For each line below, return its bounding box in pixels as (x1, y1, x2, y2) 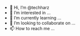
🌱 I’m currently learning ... (9, 15, 62, 20)
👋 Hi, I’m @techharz (9, 5, 49, 10)
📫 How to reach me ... (9, 26, 55, 31)
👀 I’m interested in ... (9, 10, 51, 16)
